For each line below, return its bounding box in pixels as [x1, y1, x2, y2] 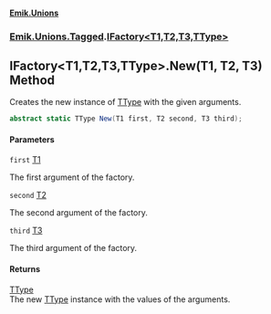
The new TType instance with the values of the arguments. [9, 293, 231, 305]
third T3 [9, 225, 43, 236]
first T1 [9, 154, 41, 165]
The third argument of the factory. [9, 243, 138, 254]
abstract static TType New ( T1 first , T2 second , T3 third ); [9, 114, 244, 123]
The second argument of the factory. [9, 207, 149, 218]
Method [9, 72, 56, 88]
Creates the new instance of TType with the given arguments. [9, 97, 242, 108]
